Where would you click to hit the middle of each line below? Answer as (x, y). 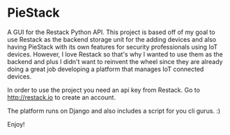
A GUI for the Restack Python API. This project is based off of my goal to (111, 32)
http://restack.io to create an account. (62, 97)
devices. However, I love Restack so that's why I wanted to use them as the (115, 54)
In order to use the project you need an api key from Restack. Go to (104, 90)
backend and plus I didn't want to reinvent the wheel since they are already (115, 61)
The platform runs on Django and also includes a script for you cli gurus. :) (114, 111)
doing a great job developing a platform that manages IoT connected (106, 69)
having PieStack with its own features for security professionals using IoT (113, 47)
